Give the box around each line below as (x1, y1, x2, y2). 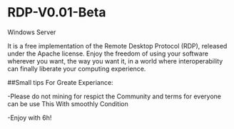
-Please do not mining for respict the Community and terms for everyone (7, 92, 222, 100)
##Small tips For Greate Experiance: (7, 78, 113, 86)
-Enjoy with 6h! (7, 113, 52, 122)
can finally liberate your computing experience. (7, 64, 146, 73)
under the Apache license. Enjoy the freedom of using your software (7, 49, 209, 58)
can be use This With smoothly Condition (7, 99, 128, 108)
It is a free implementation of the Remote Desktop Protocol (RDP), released (7, 41, 228, 50)
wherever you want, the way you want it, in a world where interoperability (7, 56, 223, 65)
